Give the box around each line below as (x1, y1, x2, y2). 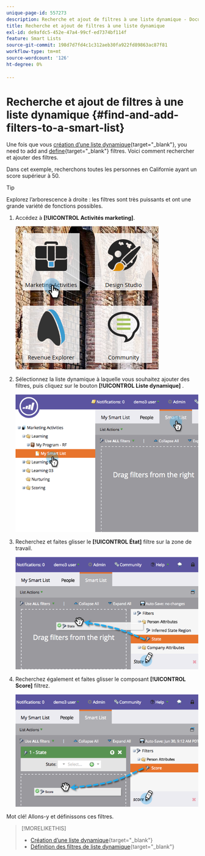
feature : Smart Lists (6, 35, 62, 42)
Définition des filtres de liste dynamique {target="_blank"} (30, 843, 175, 850)
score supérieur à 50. (6, 172, 60, 180)
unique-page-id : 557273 (6, 10, 67, 16)
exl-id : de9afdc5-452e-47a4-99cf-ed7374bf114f (6, 29, 127, 35)
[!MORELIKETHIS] (21, 824, 67, 832)
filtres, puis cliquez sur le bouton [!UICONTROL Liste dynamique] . (15, 382, 184, 390)
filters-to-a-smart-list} (6, 121, 125, 134)
